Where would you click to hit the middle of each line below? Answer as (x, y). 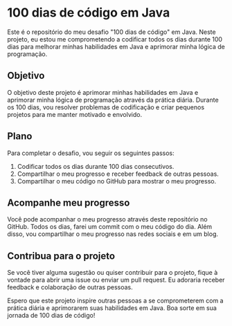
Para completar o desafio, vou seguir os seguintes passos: (91, 153)
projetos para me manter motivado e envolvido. (75, 114)
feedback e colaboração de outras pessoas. (70, 287)
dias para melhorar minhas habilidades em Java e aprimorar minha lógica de (116, 46)
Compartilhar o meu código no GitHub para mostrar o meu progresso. (117, 181)
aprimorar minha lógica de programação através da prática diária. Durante (113, 100)
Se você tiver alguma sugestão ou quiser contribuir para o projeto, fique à (113, 273)
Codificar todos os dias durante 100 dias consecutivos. (96, 166)
